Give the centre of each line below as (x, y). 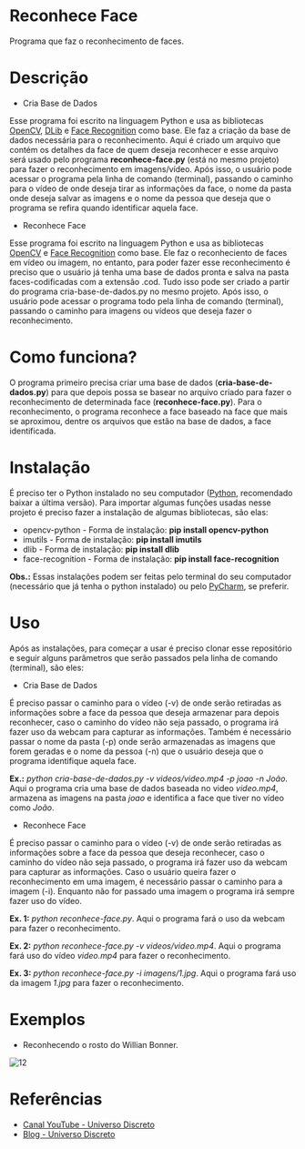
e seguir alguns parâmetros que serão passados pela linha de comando (144, 657)
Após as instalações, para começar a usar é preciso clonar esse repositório (151, 648)
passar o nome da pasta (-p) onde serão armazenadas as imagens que (142, 741)
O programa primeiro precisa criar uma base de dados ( (114, 382)
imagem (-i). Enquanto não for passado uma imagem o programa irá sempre (152, 891)
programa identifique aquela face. (73, 760)
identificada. (33, 431)
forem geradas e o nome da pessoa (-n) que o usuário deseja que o (137, 751)
